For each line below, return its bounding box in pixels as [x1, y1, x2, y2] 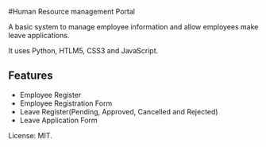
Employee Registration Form [19, 99, 113, 108]
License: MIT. [8, 130, 53, 140]
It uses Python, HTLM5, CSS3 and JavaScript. [8, 46, 159, 55]
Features [8, 69, 53, 83]
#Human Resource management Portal [8, 7, 135, 16]
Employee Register [19, 90, 82, 99]
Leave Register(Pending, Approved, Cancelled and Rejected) [19, 106, 218, 116]
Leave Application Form [19, 115, 98, 125]
